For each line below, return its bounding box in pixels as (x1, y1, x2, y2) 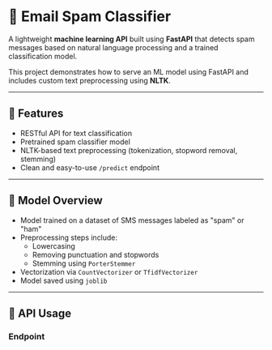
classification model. (8, 51, 78, 61)
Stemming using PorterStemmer (32, 258, 136, 268)
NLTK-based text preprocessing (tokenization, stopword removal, (19, 145, 238, 155)
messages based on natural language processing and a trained (8, 42, 219, 52)
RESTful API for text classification (19, 128, 132, 138)
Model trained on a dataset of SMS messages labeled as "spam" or (19, 215, 244, 225)
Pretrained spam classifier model (19, 137, 131, 147)
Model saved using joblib (19, 275, 108, 285)
